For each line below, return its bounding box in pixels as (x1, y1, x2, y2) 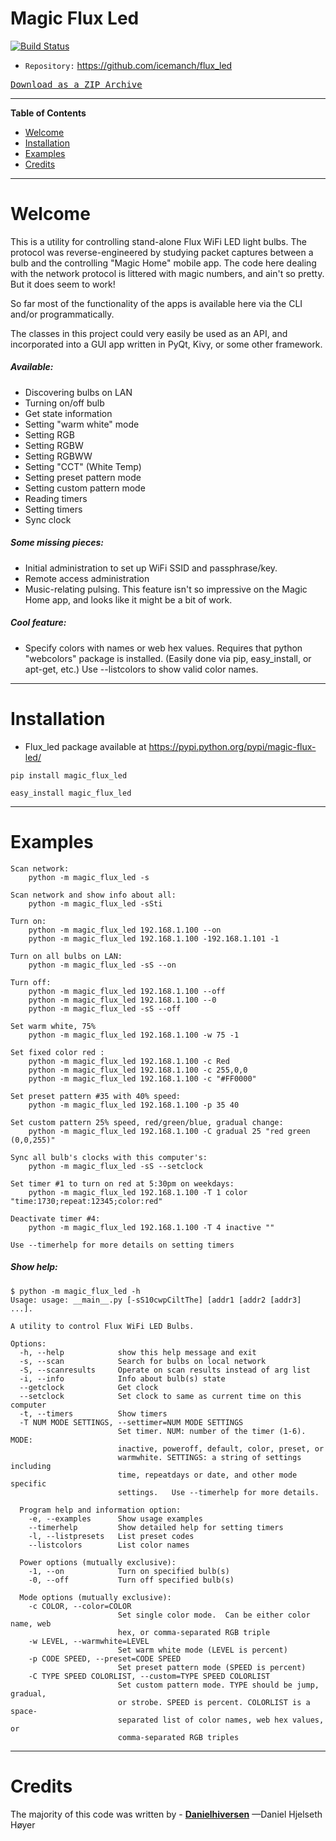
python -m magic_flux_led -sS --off (28, 1003, 182, 1014)
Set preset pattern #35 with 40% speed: (10, 1091, 182, 1101)
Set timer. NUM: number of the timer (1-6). (117, 1426, 307, 1436)
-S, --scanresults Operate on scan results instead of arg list (19, 1365, 311, 1375)
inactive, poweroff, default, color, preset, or (117, 1443, 325, 1454)
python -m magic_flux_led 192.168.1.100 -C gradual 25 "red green (28, 1126, 311, 1136)
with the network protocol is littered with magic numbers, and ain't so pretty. (10, 267, 325, 279)
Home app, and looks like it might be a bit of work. (24, 593, 233, 606)
